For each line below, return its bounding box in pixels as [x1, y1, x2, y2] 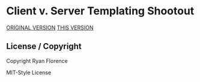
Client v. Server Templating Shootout [6, 4, 195, 18]
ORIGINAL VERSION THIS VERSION [6, 24, 94, 31]
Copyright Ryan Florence [6, 57, 68, 64]
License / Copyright [6, 41, 82, 51]
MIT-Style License [6, 69, 52, 76]
